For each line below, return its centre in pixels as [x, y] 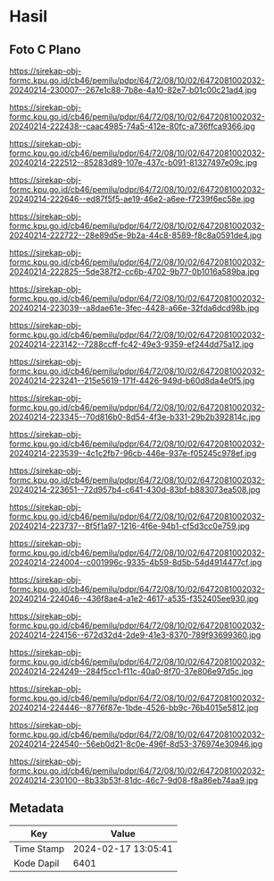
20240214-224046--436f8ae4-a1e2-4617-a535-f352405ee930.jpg [134, 598]
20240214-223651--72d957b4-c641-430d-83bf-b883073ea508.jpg [135, 490]
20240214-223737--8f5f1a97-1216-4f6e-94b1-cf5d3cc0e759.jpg [129, 526]
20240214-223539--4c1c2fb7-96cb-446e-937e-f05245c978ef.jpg [133, 453]
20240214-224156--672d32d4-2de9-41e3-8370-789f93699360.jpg [135, 635]
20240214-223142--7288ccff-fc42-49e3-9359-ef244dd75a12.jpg [132, 344]
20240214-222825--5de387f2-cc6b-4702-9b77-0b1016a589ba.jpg [134, 271]
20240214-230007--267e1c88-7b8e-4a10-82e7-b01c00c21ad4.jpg [133, 90]
